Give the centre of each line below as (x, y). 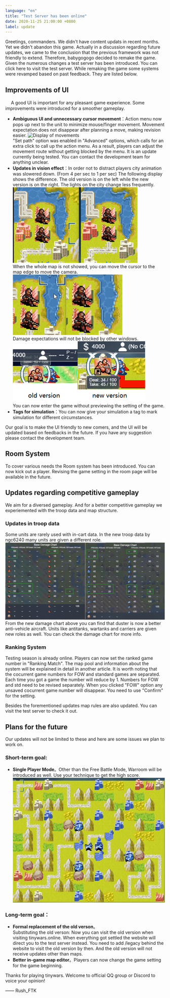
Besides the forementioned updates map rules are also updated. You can (81, 705)
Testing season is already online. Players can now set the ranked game (79, 658)
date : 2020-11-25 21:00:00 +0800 (40, 21)
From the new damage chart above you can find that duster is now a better (83, 623)
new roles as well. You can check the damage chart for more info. (74, 634)
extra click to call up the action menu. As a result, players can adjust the (88, 146)
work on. (14, 744)
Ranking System (26, 647)
